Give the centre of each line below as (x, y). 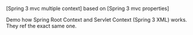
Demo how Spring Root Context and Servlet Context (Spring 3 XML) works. (96, 20)
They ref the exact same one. (42, 26)
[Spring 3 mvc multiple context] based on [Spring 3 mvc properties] (88, 8)
